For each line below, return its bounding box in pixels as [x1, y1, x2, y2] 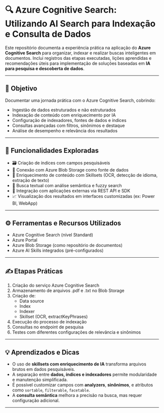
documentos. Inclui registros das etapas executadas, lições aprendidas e [5, 55, 152, 61]
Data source [19, 298, 44, 304]
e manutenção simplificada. [12, 377, 68, 383]
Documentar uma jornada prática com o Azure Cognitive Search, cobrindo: [5, 97, 156, 103]
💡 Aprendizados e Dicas [5, 348, 80, 356]
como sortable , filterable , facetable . [12, 387, 90, 393]
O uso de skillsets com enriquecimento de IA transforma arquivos [12, 361, 146, 367]
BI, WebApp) [12, 200, 38, 206]
